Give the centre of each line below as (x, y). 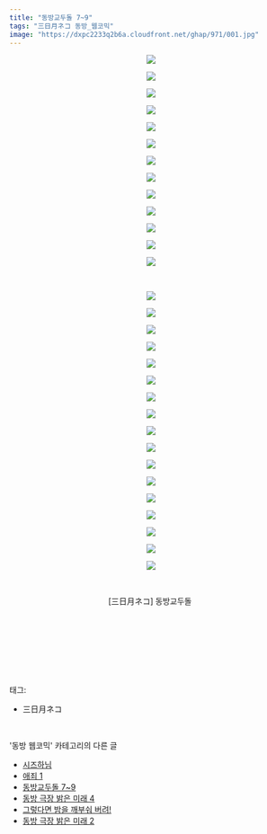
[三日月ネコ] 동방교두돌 (150, 601)
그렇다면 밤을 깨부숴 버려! (67, 810)
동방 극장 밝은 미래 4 (58, 799)
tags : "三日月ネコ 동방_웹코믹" (62, 26)
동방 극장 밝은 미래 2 (58, 821)
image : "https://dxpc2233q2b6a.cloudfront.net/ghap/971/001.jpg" (134, 34)
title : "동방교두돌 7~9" (51, 18)
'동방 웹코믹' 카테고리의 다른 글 (63, 746)
